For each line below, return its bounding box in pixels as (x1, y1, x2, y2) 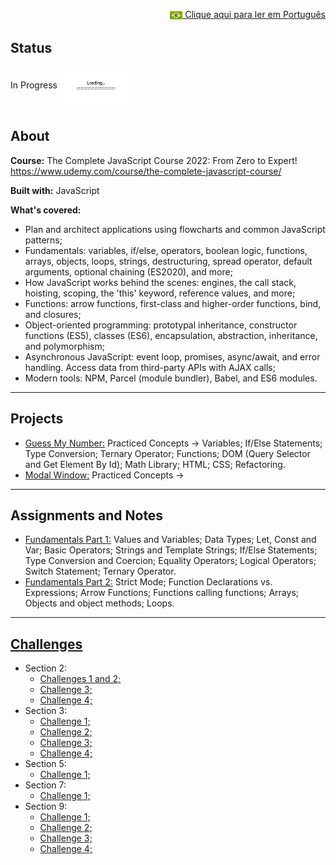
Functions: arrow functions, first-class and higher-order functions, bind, (24, 297, 322, 309)
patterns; (24, 234, 63, 246)
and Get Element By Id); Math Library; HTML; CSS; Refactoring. (24, 458, 286, 470)
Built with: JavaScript (10, 184, 100, 196)
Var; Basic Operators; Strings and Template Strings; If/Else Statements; (24, 544, 318, 556)
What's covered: (10, 204, 82, 216)
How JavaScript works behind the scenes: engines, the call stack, (24, 276, 297, 288)
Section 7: (24, 779, 67, 791)
